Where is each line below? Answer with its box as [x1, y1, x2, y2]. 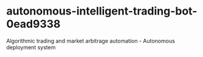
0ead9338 [6, 17, 61, 31]
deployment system [6, 44, 56, 51]
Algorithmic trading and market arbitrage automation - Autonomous [6, 37, 175, 44]
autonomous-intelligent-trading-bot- [6, 4, 198, 18]
